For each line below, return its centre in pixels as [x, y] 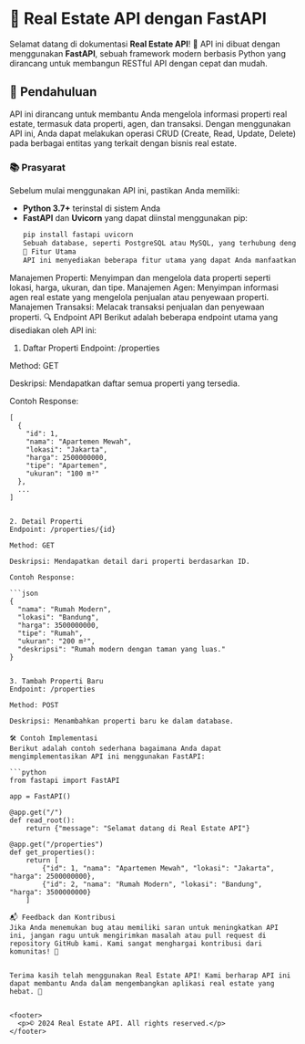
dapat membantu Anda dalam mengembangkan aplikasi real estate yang [142, 983]
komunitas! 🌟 [34, 951]
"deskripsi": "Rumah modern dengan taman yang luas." [122, 649]
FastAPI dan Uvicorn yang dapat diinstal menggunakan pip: [135, 218]
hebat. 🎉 [26, 991]
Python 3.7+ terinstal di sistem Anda [91, 208]
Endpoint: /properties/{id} [63, 529]
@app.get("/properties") [56, 844]
